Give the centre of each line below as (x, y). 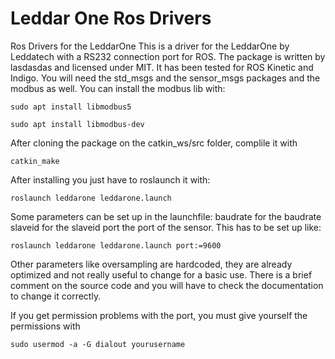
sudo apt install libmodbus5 (71, 107)
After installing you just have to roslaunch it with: (110, 179)
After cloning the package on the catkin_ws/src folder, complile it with (154, 143)
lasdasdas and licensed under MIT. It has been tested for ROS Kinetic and (162, 67)
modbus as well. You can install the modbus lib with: (118, 88)
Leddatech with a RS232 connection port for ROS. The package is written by (168, 56)
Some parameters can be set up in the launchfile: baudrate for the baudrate (166, 216)
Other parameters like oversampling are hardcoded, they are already (151, 264)
